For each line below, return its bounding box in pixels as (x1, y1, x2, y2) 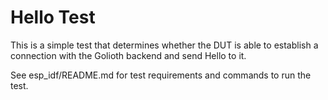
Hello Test (10, 6, 96, 29)
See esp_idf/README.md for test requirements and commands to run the (10, 69, 312, 81)
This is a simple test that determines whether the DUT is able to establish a (10, 39, 319, 51)
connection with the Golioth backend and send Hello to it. (10, 49, 247, 61)
